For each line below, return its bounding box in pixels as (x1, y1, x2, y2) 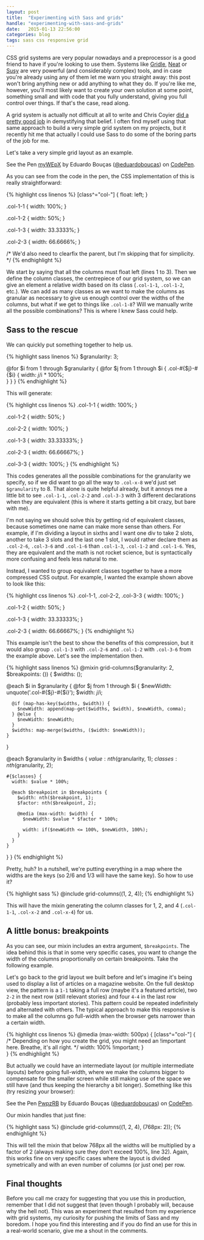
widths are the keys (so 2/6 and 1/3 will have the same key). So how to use (6, 872, 194, 879)
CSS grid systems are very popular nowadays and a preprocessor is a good (6, 54, 196, 61)
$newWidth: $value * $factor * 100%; (22, 815, 119, 822)
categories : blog (6, 32, 51, 38)
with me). (6, 504, 30, 512)
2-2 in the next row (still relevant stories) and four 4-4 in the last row (6, 992, 177, 1000)
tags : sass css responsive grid (6, 37, 88, 43)
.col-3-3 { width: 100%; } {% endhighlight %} (6, 460, 120, 467)
